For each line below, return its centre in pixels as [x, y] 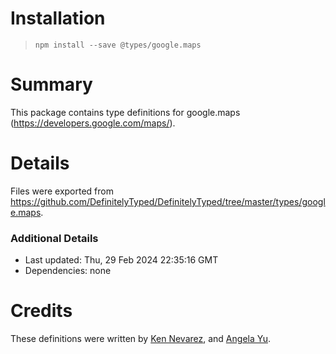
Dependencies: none [68, 271]
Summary [51, 84]
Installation [58, 18]
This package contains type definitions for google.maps [125, 112]
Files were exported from [62, 191]
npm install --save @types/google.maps [118, 45]
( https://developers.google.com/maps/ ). [93, 123]
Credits [41, 311]
